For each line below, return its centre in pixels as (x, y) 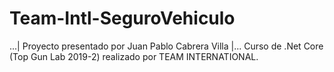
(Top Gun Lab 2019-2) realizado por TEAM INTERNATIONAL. (134, 56)
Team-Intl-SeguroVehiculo (122, 18)
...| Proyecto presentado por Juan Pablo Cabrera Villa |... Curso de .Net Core (166, 46)
